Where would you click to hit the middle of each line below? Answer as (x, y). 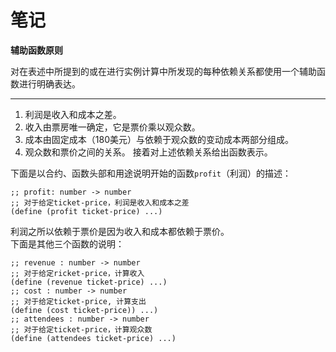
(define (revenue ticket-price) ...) (89, 282)
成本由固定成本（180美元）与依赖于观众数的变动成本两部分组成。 (159, 139)
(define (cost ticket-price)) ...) (84, 310)
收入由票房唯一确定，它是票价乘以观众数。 (112, 127)
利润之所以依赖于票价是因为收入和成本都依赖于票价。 (120, 231)
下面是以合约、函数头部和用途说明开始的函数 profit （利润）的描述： (151, 173)
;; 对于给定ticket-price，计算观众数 (81, 329)
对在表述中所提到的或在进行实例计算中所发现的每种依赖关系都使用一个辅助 (163, 71)
